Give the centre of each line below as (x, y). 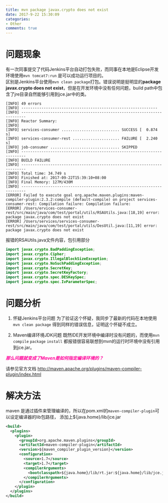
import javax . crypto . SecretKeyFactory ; (47, 273)
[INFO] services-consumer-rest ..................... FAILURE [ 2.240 (82, 139)
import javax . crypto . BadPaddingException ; (50, 250)
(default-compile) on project (104, 200)
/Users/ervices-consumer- (51, 208)
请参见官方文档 (21, 369)
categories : (18, 19)
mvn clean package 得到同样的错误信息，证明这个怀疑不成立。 (76, 324)
